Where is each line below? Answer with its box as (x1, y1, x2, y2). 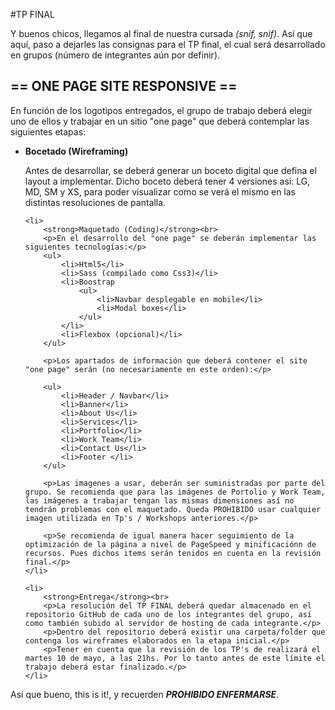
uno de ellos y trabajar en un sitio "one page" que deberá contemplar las (10, 115, 310, 127)
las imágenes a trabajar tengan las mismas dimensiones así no (24, 495, 295, 506)
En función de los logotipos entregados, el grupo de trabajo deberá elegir (10, 104, 313, 116)
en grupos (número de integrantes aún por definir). (10, 49, 221, 61)
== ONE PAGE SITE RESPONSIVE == (10, 78, 238, 95)
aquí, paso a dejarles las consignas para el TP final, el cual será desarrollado (10, 39, 326, 50)
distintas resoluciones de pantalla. (24, 196, 167, 208)
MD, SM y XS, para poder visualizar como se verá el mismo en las (24, 185, 297, 198)
